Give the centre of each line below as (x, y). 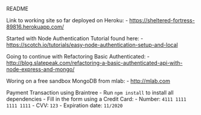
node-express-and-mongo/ (40, 69)
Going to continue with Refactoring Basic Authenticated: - (78, 56)
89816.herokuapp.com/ (35, 27)
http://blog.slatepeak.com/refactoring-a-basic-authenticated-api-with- (94, 63)
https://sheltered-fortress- (162, 20)
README (18, 9)
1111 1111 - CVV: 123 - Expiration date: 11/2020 (65, 105)
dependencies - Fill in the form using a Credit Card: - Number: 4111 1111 (96, 99)
